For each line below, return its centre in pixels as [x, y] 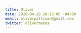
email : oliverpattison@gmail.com [40, 18]
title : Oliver [20, 9]
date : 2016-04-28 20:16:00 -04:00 [41, 14]
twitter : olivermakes [27, 23]
